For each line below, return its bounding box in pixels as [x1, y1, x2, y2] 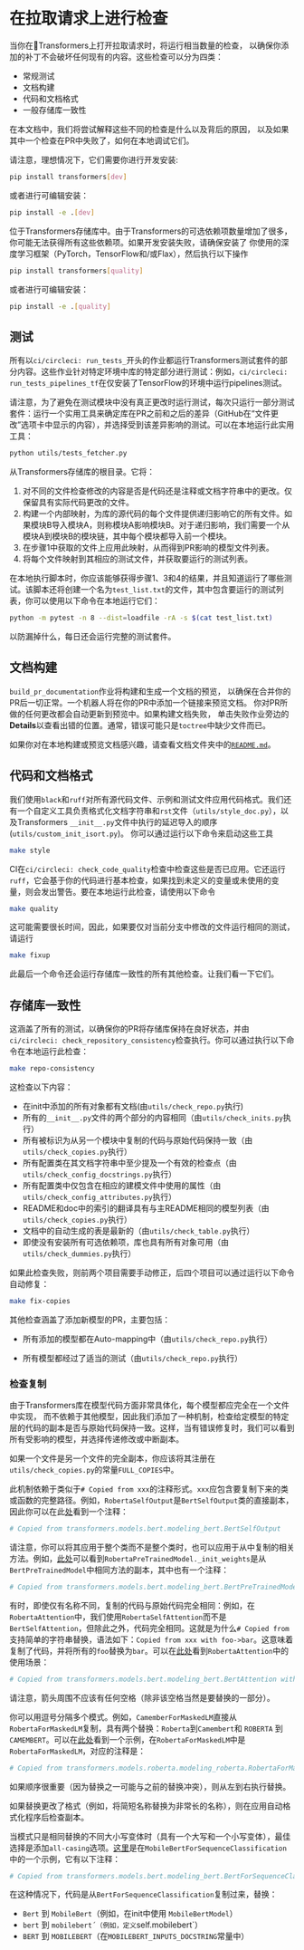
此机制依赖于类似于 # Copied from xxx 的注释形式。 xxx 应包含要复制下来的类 [9, 1484, 290, 1494]
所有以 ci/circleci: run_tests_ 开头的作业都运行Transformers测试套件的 [9, 355, 280, 366]
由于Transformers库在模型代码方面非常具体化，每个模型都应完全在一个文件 [9, 1400, 290, 1411]
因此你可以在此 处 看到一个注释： [9, 1506, 128, 1517]
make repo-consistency [9, 1064, 95, 1073]
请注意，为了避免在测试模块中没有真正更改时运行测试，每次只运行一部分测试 [9, 397, 295, 408]
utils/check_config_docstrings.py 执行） [22, 1168, 176, 1179]
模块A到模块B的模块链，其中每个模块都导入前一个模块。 [22, 531, 233, 542]
